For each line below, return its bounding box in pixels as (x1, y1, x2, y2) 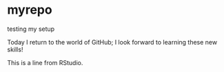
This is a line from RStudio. (7, 58, 83, 67)
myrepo (7, 2, 53, 18)
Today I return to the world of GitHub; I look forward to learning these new (7, 38, 218, 46)
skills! (7, 45, 23, 53)
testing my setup (7, 25, 55, 33)
